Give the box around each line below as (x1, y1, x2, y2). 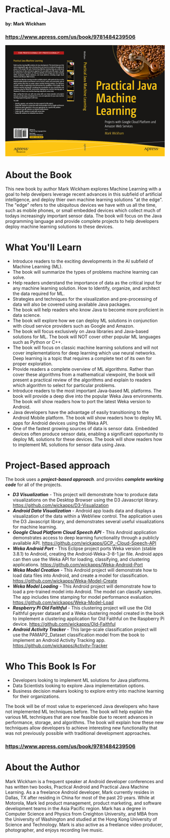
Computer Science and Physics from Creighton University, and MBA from (5, 811, 158, 817)
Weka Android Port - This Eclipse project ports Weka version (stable (12, 545, 156, 552)
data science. (12, 312, 41, 318)
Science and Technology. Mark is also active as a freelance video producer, (5, 822, 163, 828)
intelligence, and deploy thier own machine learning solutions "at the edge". (5, 197, 163, 203)
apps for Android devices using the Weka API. (12, 420, 109, 426)
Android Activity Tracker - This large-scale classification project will (12, 626, 157, 633)
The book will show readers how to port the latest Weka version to (12, 399, 151, 405)
